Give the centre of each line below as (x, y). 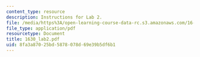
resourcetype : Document (36, 34)
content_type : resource (36, 12)
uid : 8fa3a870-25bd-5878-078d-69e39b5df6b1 (61, 45)
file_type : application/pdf (41, 28)
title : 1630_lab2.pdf (33, 39)
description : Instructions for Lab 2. (54, 17)
